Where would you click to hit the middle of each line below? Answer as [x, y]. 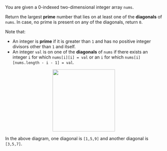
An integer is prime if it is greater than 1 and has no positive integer [82, 41]
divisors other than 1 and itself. [44, 46]
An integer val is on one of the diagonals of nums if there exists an [80, 52]
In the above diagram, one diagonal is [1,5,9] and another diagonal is [77, 138]
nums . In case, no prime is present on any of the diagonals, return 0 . [74, 22]
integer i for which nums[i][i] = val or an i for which [68, 57]
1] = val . [65, 62]
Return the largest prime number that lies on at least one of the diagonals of [84, 17]
